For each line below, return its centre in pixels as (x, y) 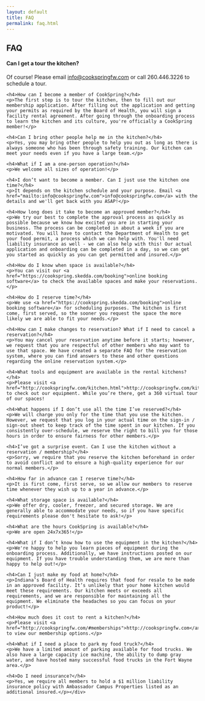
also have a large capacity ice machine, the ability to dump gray (94, 655)
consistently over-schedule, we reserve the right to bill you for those (102, 430)
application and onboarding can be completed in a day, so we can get (98, 249)
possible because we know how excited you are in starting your (90, 222)
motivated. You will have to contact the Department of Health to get (98, 233)
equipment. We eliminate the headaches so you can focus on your (91, 601)
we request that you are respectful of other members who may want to (98, 345)
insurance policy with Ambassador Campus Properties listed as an (92, 686)
